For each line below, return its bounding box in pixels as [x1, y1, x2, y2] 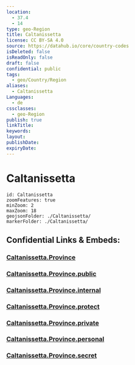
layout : [6, 134, 26, 140]
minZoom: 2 [6, 202, 34, 208]
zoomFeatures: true [6, 197, 56, 203]
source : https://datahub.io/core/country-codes [6, 43, 130, 49]
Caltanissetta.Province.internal [6, 286, 102, 294]
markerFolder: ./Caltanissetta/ [6, 218, 88, 225]
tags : [6, 71, 20, 78]
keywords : [6, 128, 32, 134]
